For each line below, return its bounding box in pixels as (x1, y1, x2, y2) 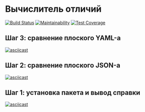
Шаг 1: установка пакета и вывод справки (5, 88, 141, 97)
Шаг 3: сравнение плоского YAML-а (5, 34, 121, 42)
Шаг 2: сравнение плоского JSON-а (5, 61, 120, 70)
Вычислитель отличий (5, 3, 102, 15)
